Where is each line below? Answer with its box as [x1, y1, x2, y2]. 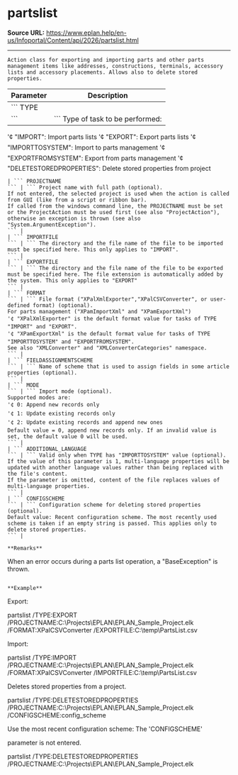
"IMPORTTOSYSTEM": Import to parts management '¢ [7, 143, 165, 152]
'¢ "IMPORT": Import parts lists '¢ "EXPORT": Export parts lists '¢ [7, 133, 196, 141]
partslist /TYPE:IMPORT [7, 653, 76, 662]
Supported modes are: [7, 394, 72, 401]
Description [87, 90, 128, 100]
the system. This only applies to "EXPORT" [7, 277, 138, 284]
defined [7, 301, 30, 309]
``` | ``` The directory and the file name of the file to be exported [7, 264, 223, 272]
